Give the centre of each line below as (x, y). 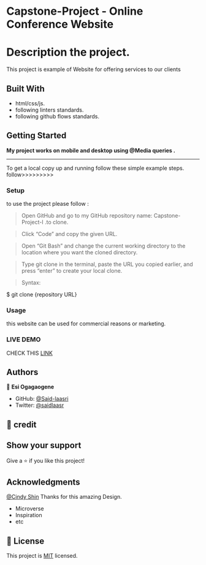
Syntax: (31, 282)
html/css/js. (30, 103)
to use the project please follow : (48, 204)
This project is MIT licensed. (42, 556)
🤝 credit (21, 424)
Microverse (29, 509)
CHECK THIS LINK (30, 353)
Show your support (44, 446)
